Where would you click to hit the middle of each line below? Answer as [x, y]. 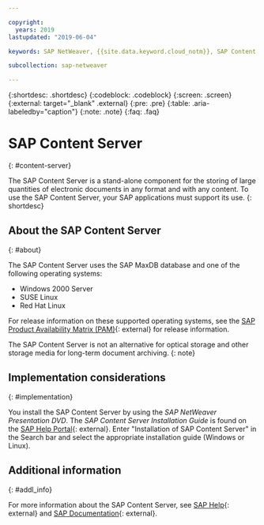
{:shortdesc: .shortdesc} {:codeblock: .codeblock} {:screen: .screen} [120, 95]
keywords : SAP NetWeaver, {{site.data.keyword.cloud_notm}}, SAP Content [132, 51]
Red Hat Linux [42, 306]
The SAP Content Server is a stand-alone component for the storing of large [132, 181]
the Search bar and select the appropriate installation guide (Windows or [126, 437]
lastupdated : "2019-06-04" [53, 37]
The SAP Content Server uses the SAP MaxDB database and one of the [124, 264]
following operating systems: [55, 273]
